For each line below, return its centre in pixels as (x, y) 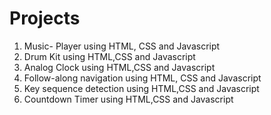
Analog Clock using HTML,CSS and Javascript (119, 67)
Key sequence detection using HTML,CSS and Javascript (141, 88)
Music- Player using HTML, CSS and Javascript (122, 46)
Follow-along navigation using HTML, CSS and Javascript (142, 78)
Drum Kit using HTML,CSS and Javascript (109, 56)
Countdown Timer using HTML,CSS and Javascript (128, 99)
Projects (45, 18)
